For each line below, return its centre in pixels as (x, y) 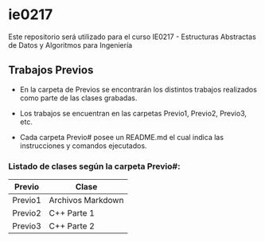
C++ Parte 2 (72, 226)
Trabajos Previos (51, 70)
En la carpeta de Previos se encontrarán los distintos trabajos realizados (138, 89)
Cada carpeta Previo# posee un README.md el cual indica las (122, 137)
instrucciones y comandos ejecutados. (83, 146)
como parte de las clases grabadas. (78, 98)
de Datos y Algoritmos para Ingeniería (70, 45)
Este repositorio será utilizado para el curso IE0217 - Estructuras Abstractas (132, 37)
